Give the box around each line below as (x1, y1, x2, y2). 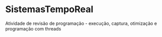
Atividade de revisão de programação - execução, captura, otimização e (5, 20, 157, 26)
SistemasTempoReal (5, 4, 94, 15)
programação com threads (5, 25, 61, 31)
